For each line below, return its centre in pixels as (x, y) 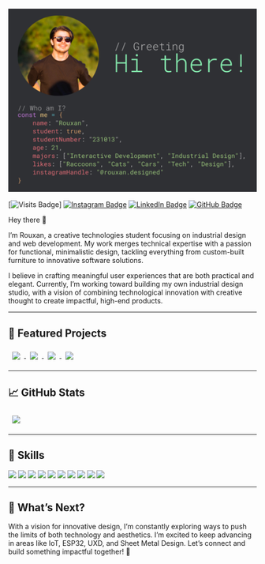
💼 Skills (26, 455)
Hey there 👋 (28, 220)
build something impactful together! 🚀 (69, 552)
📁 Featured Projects (58, 333)
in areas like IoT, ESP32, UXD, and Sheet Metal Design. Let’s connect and (127, 543)
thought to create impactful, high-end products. (86, 301)
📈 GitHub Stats (47, 393)
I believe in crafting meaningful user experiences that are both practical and (131, 276)
